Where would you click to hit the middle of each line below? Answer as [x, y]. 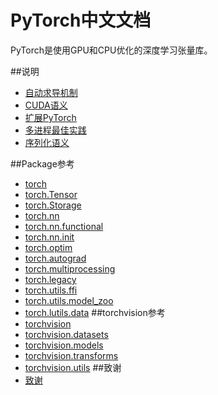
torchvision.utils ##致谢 [73, 367]
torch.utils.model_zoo [69, 300]
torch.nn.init [49, 237]
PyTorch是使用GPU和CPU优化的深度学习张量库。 [111, 50]
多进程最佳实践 [55, 130]
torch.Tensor [51, 194]
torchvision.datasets [66, 334]
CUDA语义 [46, 105]
